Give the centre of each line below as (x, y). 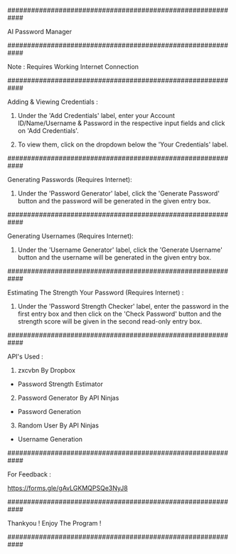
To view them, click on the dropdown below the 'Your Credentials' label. (123, 144)
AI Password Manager (40, 32)
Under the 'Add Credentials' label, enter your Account (96, 116)
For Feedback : (29, 474)
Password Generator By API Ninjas (68, 398)
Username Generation (50, 439)
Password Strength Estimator (60, 384)
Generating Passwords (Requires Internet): (70, 180)
